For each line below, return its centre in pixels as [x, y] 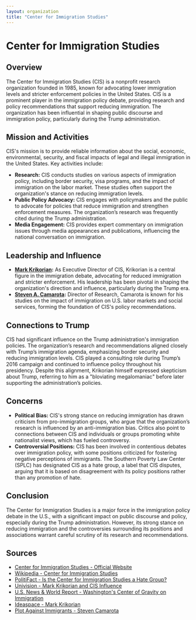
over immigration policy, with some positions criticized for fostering [96, 452]
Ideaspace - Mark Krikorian [47, 604]
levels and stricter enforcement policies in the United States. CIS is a [89, 94]
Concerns [24, 401]
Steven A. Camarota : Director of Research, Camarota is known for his [99, 294]
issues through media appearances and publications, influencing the [97, 231]
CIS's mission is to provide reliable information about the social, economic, [96, 151]
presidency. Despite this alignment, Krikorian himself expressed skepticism [97, 370]
